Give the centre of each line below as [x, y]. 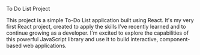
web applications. [45, 45]
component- [175, 39]
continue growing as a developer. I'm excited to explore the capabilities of [98, 33]
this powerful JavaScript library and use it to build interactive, [82, 39]
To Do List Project [28, 9]
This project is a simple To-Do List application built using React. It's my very [100, 20]
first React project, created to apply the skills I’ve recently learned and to [96, 27]
